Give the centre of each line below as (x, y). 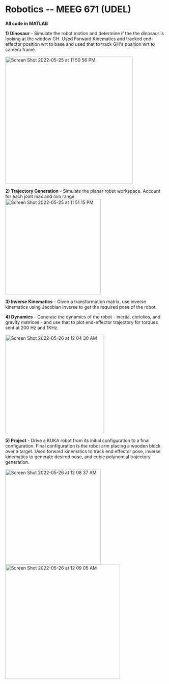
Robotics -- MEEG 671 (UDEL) (68, 9)
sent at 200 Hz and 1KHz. (32, 328)
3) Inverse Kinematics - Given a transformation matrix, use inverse (76, 302)
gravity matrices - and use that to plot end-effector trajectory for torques (82, 322)
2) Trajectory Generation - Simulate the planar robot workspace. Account (83, 191)
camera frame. (21, 49)
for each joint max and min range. (41, 196)
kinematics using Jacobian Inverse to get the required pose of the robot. (81, 307)
